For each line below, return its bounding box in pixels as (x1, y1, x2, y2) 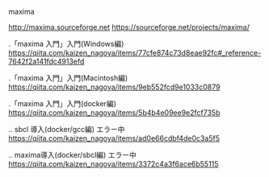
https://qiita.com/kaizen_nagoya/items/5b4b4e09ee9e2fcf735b (8, 108, 221, 117)
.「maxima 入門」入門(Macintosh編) (8, 73, 128, 83)
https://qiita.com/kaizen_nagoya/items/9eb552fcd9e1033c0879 (8, 82, 221, 92)
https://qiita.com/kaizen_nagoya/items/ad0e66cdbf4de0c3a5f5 (8, 134, 221, 143)
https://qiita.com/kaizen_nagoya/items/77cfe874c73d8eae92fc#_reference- (8, 48, 262, 57)
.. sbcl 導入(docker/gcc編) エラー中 (8, 125, 125, 134)
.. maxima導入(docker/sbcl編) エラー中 (8, 150, 137, 159)
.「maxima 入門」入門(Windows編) (8, 39, 124, 48)
